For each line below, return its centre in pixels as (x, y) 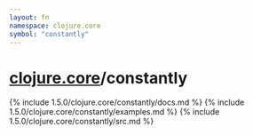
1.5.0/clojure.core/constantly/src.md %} (82, 122)
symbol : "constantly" (49, 34)
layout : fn (29, 17)
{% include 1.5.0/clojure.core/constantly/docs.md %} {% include (127, 102)
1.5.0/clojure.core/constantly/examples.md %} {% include (115, 112)
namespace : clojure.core (55, 26)
